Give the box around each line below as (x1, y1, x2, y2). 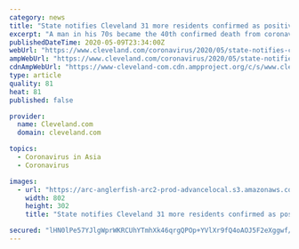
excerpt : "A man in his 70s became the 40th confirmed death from (9, 29, 261, 38)
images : (9, 177, 38, 186)
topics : (9, 144, 38, 154)
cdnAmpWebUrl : (9, 63, 62, 72)
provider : (9, 112, 46, 121)
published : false (9, 95, 74, 105)
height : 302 (25, 202, 69, 211)
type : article (9, 71, 62, 80)
